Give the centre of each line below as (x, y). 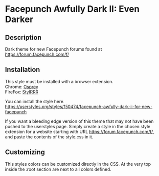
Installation (23, 70)
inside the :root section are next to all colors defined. (58, 169)
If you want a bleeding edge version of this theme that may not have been (79, 121)
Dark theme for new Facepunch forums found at (54, 49)
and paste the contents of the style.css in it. (49, 137)
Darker (19, 19)
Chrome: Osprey (22, 87)
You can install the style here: (35, 101)
